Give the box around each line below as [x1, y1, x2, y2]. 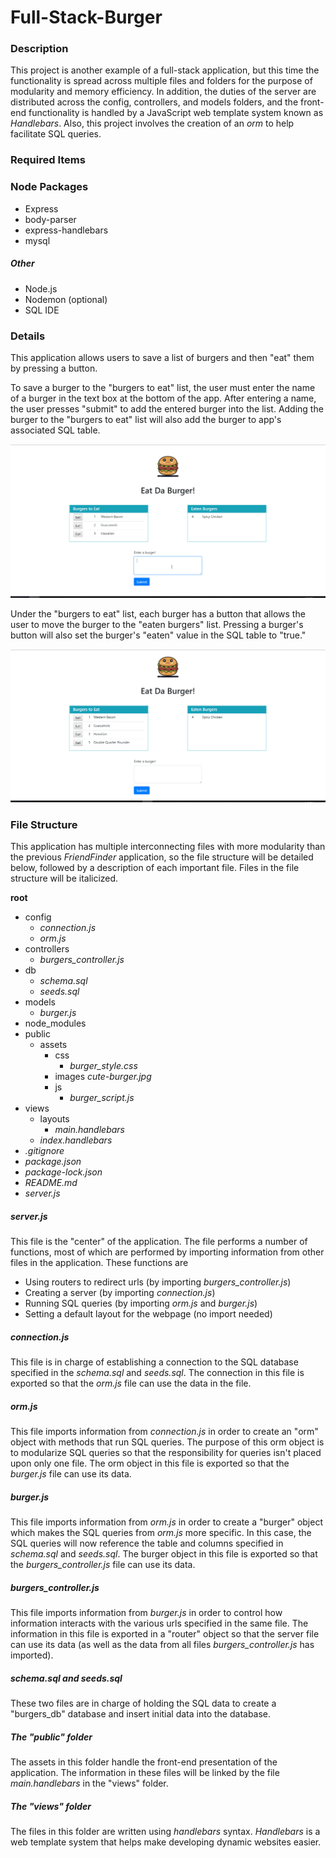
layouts [39, 1113, 70, 1125]
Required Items [10, 153, 86, 167]
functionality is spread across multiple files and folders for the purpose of [10, 75, 313, 87]
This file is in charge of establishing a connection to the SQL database [10, 1356, 299, 1368]
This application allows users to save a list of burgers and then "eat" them [10, 351, 315, 363]
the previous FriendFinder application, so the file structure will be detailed [10, 851, 314, 863]
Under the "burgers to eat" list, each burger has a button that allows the [10, 607, 306, 620]
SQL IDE [24, 304, 60, 316]
